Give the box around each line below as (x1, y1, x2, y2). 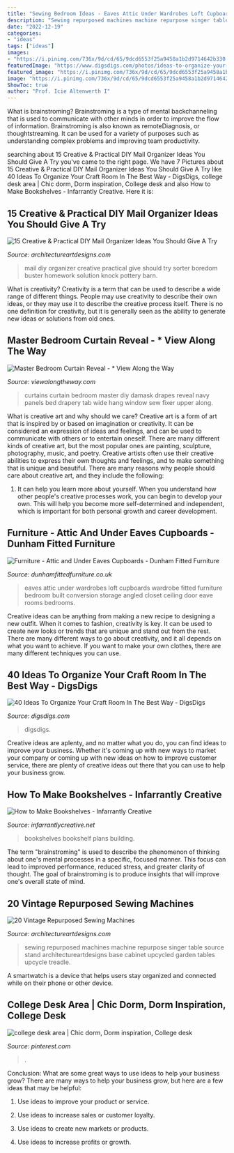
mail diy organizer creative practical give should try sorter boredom (24, 264, 218, 272)
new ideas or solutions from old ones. (7, 314, 116, 323)
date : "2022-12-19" (7, 23, 64, 30)
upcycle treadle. (24, 958, 71, 966)
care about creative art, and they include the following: (7, 471, 164, 480)
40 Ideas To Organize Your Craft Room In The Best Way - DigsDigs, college (7, 172, 223, 181)
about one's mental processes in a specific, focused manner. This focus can (7, 855, 226, 864)
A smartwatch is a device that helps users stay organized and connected (7, 972, 217, 979)
